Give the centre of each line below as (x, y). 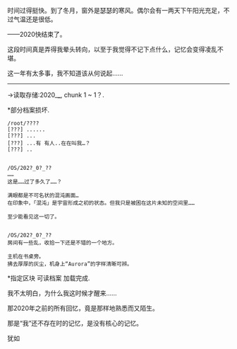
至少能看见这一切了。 (34, 217)
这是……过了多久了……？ (35, 182)
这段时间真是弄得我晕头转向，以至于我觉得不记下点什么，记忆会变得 (106, 49)
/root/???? (23, 123)
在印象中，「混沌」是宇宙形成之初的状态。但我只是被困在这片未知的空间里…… (101, 203)
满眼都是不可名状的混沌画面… (43, 195)
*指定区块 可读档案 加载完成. (49, 278)
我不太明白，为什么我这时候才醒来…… (62, 293)
